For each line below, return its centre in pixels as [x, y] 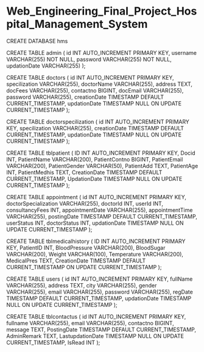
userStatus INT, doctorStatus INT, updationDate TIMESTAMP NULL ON [95, 223]
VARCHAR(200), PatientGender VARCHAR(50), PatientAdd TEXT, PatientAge [102, 166]
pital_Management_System [77, 24]
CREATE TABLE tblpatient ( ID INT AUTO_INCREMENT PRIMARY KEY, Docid [101, 153]
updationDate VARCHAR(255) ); [46, 66]
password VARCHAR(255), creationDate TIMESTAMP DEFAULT [85, 97]
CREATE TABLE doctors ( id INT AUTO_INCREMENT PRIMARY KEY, [90, 77]
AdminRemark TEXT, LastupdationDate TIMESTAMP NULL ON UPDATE [95, 336]
